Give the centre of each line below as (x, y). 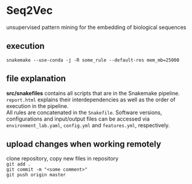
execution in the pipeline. (37, 106)
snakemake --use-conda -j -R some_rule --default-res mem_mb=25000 (93, 60)
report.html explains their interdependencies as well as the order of (91, 100)
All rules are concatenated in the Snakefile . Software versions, (84, 112)
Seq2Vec (30, 11)
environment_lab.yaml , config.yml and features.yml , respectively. (88, 125)
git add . (19, 164)
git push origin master (36, 175)
